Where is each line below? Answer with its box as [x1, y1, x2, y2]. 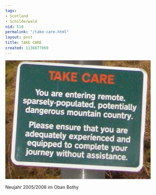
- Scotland [5, 13, 28, 19]
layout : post [5, 35, 33, 40]
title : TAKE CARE [5, 40, 42, 45]
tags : [5, 8, 17, 13]
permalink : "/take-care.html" [5, 29, 69, 35]
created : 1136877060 [5, 45, 49, 51]
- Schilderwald [5, 19, 37, 24]
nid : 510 [5, 24, 24, 29]
